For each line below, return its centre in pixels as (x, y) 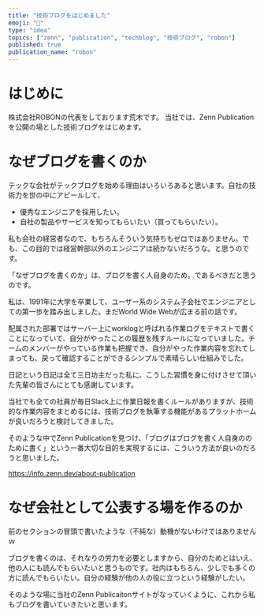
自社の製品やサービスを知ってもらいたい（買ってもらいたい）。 (121, 221)
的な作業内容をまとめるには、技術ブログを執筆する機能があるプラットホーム (132, 411)
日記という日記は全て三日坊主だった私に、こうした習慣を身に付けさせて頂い (132, 374)
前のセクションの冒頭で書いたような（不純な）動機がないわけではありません (132, 531)
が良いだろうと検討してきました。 (63, 421)
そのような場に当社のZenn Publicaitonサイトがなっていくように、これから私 (132, 594)
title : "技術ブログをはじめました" (59, 15)
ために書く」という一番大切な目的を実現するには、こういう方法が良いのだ (129, 448)
